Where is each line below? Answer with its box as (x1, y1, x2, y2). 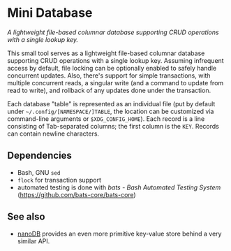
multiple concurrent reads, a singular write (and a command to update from (7, 78, 224, 87)
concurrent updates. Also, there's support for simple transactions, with (7, 71, 211, 80)
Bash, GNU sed (17, 168, 61, 176)
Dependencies (7, 150, 72, 162)
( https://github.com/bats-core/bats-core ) (17, 190, 136, 199)
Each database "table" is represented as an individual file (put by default (7, 99, 216, 108)
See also (7, 211, 45, 223)
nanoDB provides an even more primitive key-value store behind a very (17, 229, 222, 238)
